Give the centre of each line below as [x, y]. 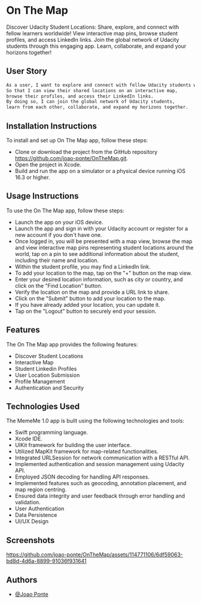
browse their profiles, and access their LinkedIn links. [80, 96]
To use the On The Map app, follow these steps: [65, 211]
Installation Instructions [52, 126]
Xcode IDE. [29, 439]
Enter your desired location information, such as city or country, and [99, 279]
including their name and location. [57, 260]
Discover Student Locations [49, 356]
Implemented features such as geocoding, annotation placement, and [100, 483]
